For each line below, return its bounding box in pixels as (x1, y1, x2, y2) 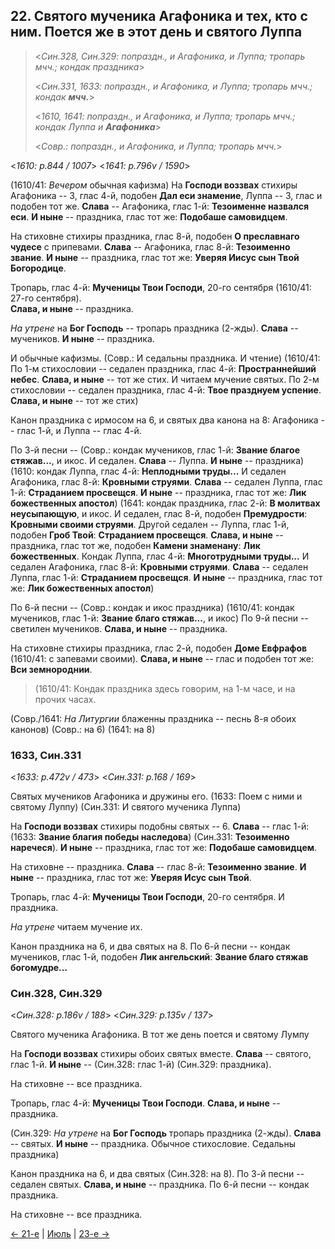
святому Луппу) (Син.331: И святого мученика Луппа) (10, 801, 242, 813)
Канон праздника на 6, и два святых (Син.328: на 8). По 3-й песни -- (10, 1168, 305, 1180)
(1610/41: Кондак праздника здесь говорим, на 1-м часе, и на (34, 682, 296, 694)
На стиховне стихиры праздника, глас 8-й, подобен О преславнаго (10, 230, 300, 242)
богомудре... (10, 962, 68, 974)
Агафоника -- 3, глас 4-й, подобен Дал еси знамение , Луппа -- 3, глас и (10, 189, 323, 201)
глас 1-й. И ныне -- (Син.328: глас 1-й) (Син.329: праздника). (10, 1059, 272, 1071)
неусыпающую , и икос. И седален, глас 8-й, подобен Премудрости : (10, 507, 308, 519)
